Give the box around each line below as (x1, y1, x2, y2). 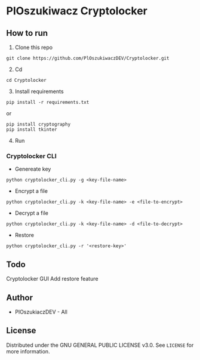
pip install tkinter (6, 127, 58, 133)
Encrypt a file (14, 187, 48, 195)
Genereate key (14, 165, 51, 173)
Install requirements (14, 88, 64, 95)
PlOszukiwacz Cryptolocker (6, 4, 147, 18)
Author (6, 293, 33, 303)
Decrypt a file (14, 210, 49, 217)
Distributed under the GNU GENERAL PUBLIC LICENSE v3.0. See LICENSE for (6, 341, 194, 349)
